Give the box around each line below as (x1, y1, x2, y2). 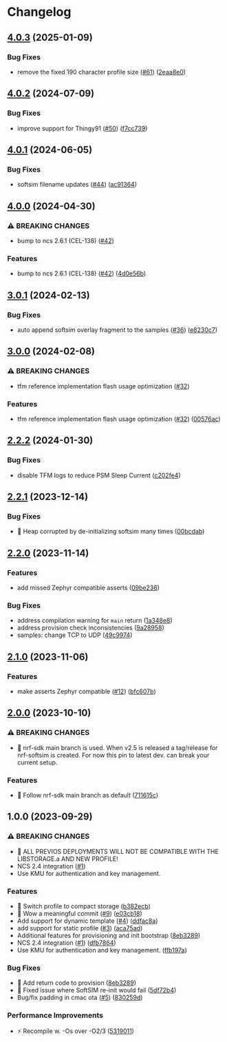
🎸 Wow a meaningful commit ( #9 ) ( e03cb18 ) (17, 909, 142, 917)
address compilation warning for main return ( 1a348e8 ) (17, 616, 173, 625)
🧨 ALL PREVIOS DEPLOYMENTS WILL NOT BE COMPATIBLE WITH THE (17, 847, 219, 855)
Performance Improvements (7, 1010, 104, 1020)
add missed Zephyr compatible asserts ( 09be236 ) (17, 583, 160, 592)
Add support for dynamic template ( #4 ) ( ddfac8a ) (17, 917, 158, 925)
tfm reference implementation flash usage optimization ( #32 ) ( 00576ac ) (17, 415, 221, 423)
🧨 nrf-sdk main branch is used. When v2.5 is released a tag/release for (17, 743, 218, 751)
